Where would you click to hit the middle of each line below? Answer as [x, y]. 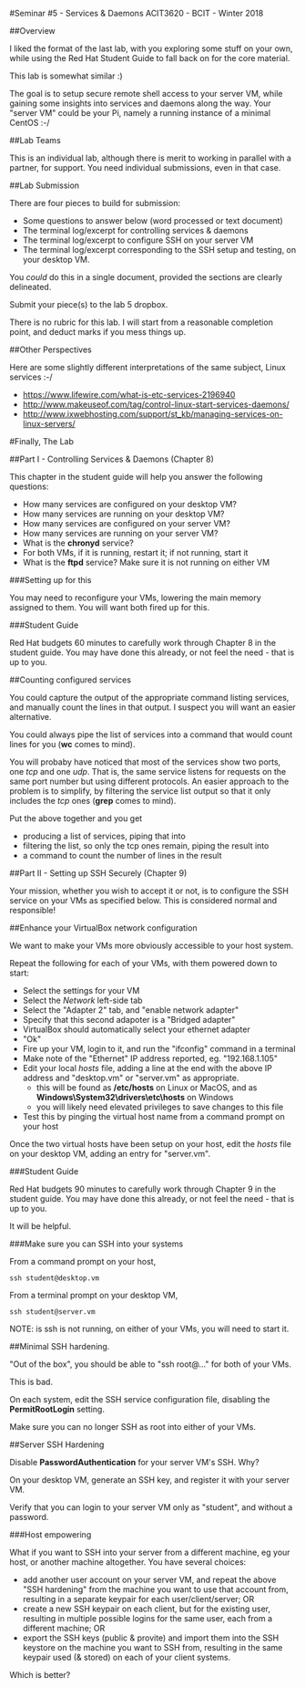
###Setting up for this [51, 580]
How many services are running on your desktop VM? [123, 514]
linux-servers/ [49, 424]
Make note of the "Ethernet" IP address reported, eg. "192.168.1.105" [150, 1058]
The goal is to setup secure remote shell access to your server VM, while [146, 94]
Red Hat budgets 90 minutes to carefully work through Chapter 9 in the [142, 1189]
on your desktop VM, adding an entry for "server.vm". [110, 1154]
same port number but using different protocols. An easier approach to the [149, 781]
